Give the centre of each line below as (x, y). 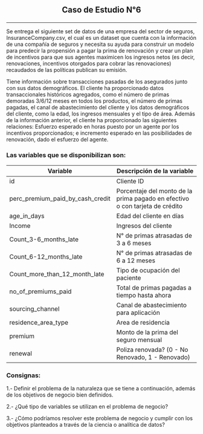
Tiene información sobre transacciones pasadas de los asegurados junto (97, 82)
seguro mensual (139, 340)
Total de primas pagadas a (154, 288)
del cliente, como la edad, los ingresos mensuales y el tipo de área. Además (101, 114)
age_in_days (27, 216)
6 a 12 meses (136, 261)
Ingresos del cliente (144, 225)
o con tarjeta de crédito (150, 206)
